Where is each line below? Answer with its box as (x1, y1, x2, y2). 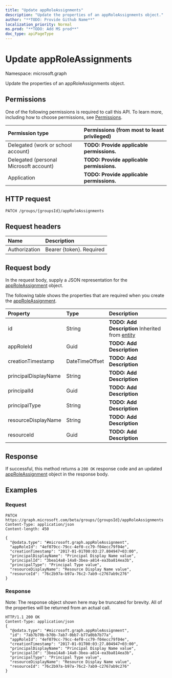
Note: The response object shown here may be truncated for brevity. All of (5, 599, 162, 605)
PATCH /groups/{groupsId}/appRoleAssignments (5, 208, 104, 213)
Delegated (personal (8, 156, 57, 163)
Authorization (8, 246, 40, 253)
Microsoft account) (8, 162, 54, 170)
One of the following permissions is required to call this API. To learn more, (5, 109, 163, 115)
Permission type (8, 129, 49, 136)
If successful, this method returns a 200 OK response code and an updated (5, 466, 162, 471)
